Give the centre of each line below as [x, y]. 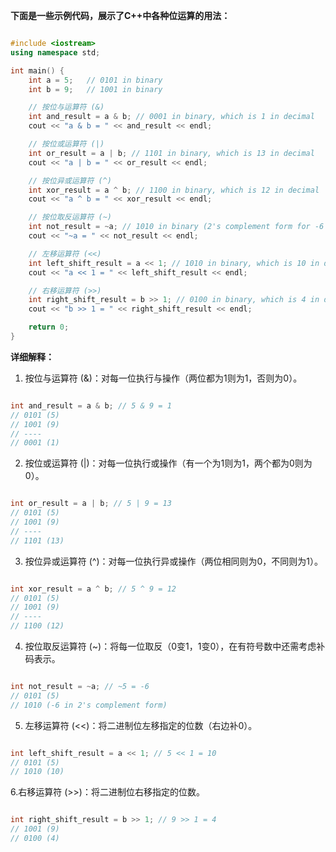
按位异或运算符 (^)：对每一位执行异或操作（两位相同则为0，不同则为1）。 [174, 561]
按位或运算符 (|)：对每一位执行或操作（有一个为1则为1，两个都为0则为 [168, 463]
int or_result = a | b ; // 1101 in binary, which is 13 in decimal [171, 153]
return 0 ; [49, 327]
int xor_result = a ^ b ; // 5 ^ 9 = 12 [93, 589]
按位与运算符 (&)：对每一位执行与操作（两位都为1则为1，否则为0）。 [163, 378]
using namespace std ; [55, 52]
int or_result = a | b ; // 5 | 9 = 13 [91, 504]
